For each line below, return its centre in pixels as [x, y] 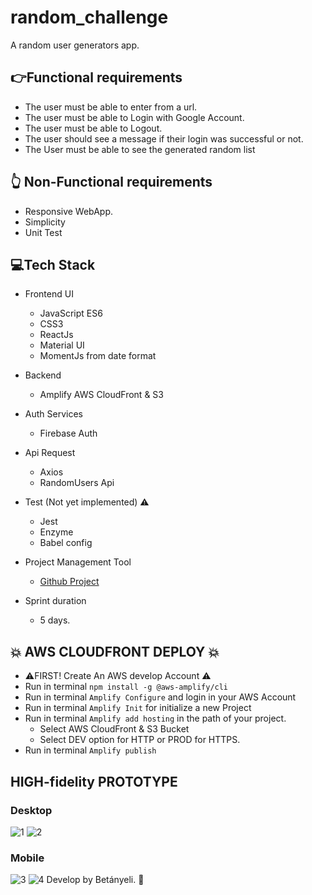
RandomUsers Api [77, 483]
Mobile [27, 858]
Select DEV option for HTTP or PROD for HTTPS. [140, 740]
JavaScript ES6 [71, 313]
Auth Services [53, 414]
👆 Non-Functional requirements [111, 182]
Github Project [69, 582]
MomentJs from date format [98, 356]
